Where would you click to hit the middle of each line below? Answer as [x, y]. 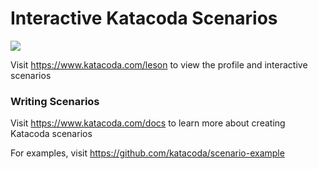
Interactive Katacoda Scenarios [144, 18]
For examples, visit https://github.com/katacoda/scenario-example [147, 153]
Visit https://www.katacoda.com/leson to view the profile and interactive [159, 64]
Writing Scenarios [55, 101]
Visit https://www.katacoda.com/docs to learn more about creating [148, 123]
